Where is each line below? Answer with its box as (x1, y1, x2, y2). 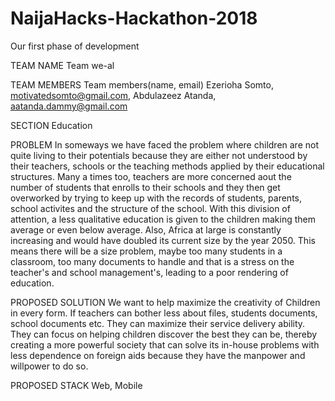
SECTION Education (10, 119, 93, 131)
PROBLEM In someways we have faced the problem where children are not (10, 138, 320, 151)
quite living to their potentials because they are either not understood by (10, 149, 308, 161)
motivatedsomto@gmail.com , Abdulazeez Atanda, (10, 89, 217, 101)
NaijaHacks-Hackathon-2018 (10, 7, 258, 30)
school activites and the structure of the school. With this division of (10, 202, 291, 214)
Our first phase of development (10, 40, 140, 52)
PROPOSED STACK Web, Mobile (10, 379, 143, 391)
